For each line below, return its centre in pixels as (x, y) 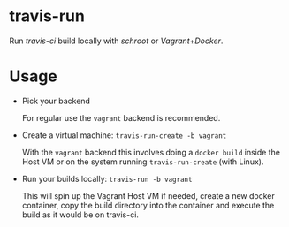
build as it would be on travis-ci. (80, 215)
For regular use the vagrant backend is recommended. (121, 117)
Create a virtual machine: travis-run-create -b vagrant (124, 135)
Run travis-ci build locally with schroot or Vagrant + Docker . (116, 41)
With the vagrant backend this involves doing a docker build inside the (151, 152)
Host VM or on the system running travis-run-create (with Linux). (143, 162)
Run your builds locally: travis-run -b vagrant (107, 178)
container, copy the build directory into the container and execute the (148, 205)
